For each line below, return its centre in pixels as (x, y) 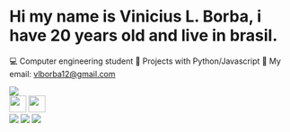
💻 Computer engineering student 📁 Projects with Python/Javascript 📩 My (145, 61)
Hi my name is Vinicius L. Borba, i (136, 17)
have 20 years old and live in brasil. (144, 35)
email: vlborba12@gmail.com (62, 74)
